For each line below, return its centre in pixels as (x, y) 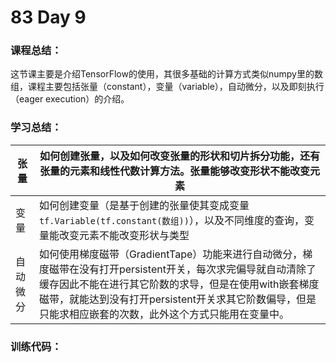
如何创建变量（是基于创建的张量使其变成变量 (144, 205)
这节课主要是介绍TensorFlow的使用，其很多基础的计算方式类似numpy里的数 (166, 74)
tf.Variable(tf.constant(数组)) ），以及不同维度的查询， (171, 220)
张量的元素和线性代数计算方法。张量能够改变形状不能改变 (174, 171)
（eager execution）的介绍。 (70, 99)
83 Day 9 (48, 17)
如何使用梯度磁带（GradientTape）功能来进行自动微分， (170, 254)
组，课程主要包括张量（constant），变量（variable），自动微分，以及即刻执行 (167, 87)
